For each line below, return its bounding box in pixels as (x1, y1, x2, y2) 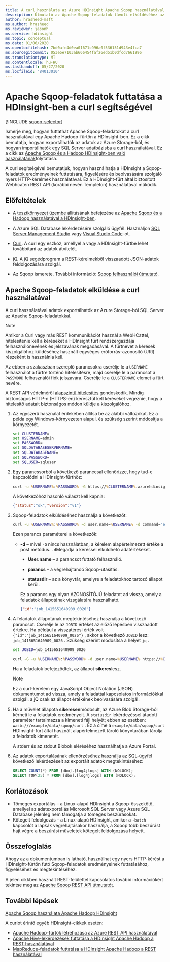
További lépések (5, 896, 58, 905)
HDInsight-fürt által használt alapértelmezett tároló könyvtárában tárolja (12, 727, 163, 733)
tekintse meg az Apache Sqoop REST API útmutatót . (5, 882, 114, 888)
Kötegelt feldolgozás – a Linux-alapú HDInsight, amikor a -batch (12, 816, 146, 823)
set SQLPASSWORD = (12, 455, 50, 460)
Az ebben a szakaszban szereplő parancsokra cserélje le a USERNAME (5, 363, 148, 370)
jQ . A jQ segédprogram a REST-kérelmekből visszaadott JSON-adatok (12, 256, 159, 262)
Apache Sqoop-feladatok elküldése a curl (5, 286, 140, 294)
